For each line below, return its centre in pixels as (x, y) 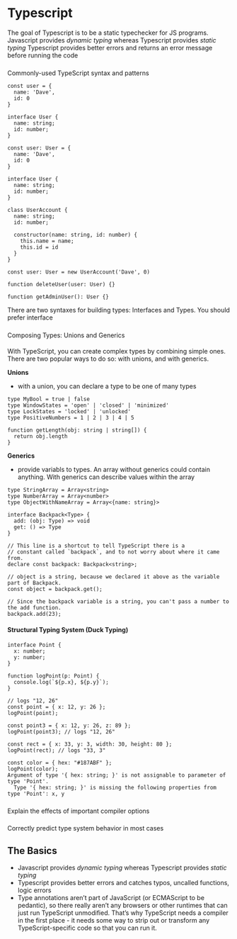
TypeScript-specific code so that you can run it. (87, 928)
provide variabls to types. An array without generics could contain (114, 470)
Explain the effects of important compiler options (79, 811)
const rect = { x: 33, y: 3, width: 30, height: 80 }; (90, 744)
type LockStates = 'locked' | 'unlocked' (69, 412)
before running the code (43, 55)
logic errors (34, 890)
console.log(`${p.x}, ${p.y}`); (62, 682)
